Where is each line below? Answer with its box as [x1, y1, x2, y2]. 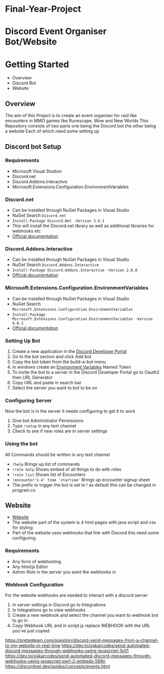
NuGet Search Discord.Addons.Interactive [12, 262, 99, 268]
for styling [12, 524, 33, 530]
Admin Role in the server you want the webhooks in [12, 569, 117, 574]
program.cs [12, 487, 36, 493]
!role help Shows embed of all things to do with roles [12, 466, 121, 472]
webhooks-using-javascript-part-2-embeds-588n [5, 658, 106, 664]
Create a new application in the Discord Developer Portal [12, 349, 127, 354]
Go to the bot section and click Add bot [12, 354, 92, 359]
